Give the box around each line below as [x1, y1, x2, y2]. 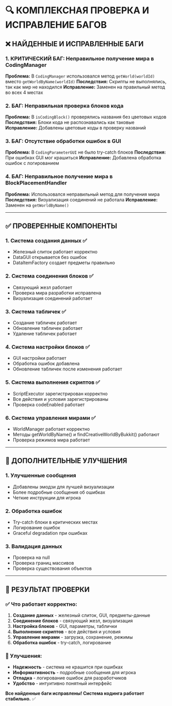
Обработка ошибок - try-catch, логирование [12, 639, 112, 645]
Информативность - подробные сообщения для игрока [12, 670, 136, 676]
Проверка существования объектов [12, 565, 92, 571]
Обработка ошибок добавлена [12, 361, 80, 367]
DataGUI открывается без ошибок [12, 254, 87, 261]
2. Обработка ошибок [5, 507, 62, 514]
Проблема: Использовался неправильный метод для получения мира [5, 191, 160, 197]
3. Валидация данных [5, 543, 62, 550]
